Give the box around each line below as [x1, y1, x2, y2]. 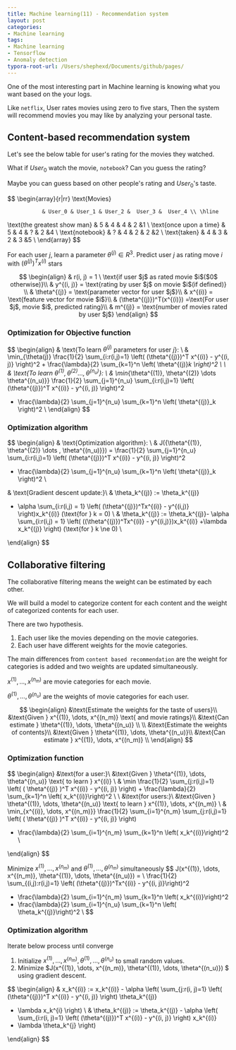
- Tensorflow [7, 50, 46, 57]
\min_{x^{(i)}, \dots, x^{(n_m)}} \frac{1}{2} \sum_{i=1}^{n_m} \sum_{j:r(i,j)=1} [7, 806, 227, 816]
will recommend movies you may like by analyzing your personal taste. [7, 111, 213, 119]
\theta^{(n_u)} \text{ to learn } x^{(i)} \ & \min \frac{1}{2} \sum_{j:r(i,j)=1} [7, 777, 215, 785]
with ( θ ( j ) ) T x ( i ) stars [7, 258, 63, 268]
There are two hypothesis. [7, 620, 84, 628]
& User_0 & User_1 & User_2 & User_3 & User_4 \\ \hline [42, 208, 219, 215]
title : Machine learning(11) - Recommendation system [7, 10, 169, 18]
